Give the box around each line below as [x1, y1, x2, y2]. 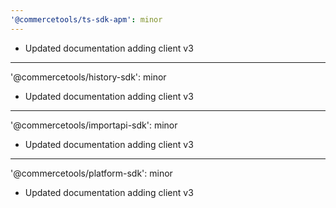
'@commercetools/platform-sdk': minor [10, 167, 173, 179]
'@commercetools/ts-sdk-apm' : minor [10, 14, 163, 25]
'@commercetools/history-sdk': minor [10, 71, 167, 83]
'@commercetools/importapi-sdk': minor [10, 119, 178, 131]
